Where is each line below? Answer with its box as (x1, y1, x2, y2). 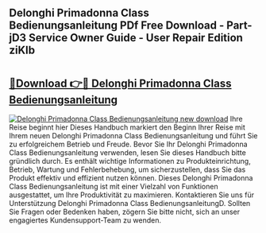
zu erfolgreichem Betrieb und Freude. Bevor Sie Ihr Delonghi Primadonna (9, 139, 249, 149)
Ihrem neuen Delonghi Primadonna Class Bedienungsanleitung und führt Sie (9, 131, 258, 140)
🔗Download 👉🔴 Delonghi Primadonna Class (9, 76, 233, 90)
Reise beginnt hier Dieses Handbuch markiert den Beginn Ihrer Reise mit (9, 122, 245, 132)
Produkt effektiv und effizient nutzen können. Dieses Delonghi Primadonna (9, 173, 253, 182)
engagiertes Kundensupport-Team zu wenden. (9, 216, 162, 225)
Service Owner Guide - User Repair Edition (28, 31, 243, 45)
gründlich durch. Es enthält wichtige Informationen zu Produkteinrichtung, (9, 157, 251, 165)
